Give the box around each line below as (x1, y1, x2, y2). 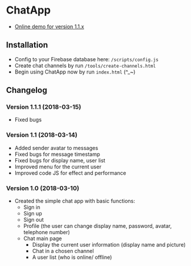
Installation (6, 40, 48, 50)
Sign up (23, 210, 42, 217)
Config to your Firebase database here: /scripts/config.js (14, 55, 159, 62)
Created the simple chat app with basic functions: (14, 198, 135, 205)
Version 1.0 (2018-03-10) (6, 184, 79, 192)
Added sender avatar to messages (14, 144, 99, 151)
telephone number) (23, 229, 71, 236)
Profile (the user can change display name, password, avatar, (23, 222, 172, 230)
